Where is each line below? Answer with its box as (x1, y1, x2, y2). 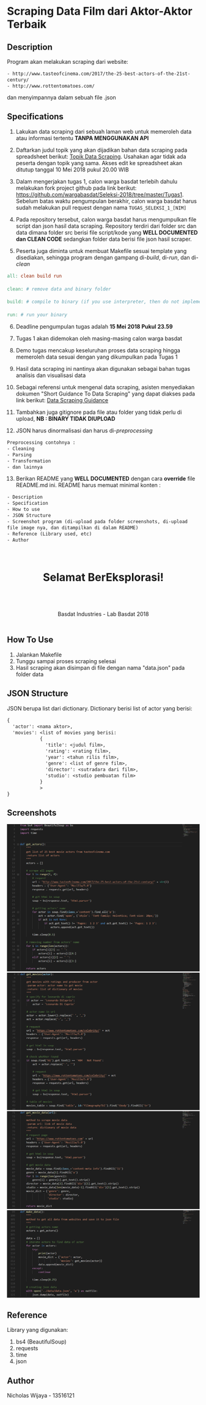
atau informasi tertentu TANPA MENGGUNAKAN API (15, 134, 149, 142)
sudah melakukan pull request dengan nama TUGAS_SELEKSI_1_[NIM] (15, 204, 187, 211)
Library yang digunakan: (7, 1326, 68, 1334)
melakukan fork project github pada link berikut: (15, 184, 137, 192)
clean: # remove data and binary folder (7, 286, 112, 292)
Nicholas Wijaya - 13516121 (7, 1391, 75, 1399)
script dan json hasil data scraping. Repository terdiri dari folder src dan (15, 222, 197, 230)
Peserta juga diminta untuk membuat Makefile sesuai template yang (15, 247, 187, 254)
